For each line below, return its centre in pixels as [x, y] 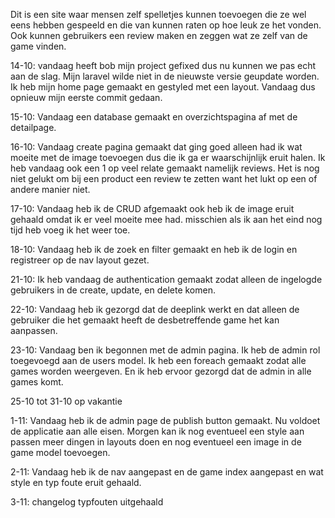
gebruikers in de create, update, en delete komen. [113, 290]
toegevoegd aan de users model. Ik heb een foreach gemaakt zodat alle [158, 360]
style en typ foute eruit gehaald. [76, 482]
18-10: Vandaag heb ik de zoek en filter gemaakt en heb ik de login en [154, 249]
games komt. [37, 382]
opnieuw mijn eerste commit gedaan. [86, 97]
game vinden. [38, 46]
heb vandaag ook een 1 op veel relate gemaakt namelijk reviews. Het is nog [165, 168]
